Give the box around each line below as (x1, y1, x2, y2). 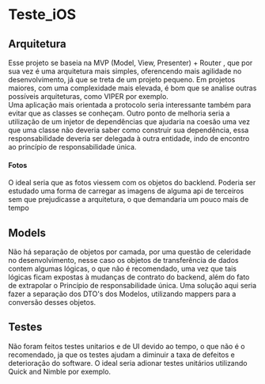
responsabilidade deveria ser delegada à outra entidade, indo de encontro (8, 134, 250, 143)
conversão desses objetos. (8, 298, 97, 307)
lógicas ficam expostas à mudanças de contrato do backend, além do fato (8, 272, 250, 282)
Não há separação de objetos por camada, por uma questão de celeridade (8, 247, 252, 257)
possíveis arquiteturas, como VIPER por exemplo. (8, 92, 168, 101)
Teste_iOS (8, 6, 77, 24)
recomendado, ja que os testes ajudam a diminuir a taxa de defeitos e (8, 350, 235, 359)
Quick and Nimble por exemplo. (8, 367, 112, 376)
